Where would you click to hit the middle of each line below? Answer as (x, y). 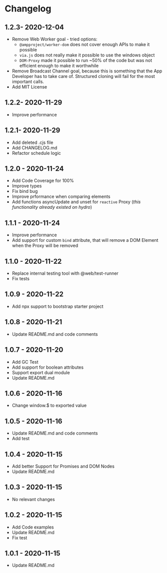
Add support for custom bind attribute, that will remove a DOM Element (85, 240)
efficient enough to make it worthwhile (59, 66)
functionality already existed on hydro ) (52, 207)
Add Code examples (33, 527)
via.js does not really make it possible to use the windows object (87, 55)
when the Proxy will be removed (45, 246)
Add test (21, 439)
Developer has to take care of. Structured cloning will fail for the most (83, 76)
